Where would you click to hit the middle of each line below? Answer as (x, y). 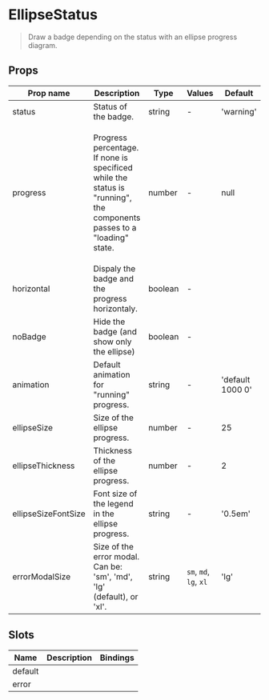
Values (200, 93)
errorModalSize (41, 576)
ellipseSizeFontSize (49, 514)
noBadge (29, 336)
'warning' (239, 111)
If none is (110, 158)
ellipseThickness (44, 466)
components (117, 218)
